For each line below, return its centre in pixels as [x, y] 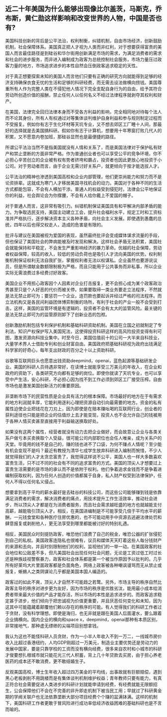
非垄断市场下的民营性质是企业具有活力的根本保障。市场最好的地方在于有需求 [83, 396]
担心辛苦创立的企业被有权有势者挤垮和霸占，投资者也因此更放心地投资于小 [85, 160]
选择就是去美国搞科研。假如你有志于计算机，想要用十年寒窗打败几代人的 [88, 130]
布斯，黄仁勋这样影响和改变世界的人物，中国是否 [80, 18]
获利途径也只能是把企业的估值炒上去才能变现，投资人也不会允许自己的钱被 [81, 415]
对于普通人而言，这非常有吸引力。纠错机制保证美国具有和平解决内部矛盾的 [81, 206]
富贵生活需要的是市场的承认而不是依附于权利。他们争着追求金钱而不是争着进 [83, 469]
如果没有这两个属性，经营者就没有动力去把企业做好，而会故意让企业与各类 [81, 432]
